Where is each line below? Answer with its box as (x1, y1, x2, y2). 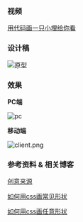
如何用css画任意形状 (7, 207, 67, 216)
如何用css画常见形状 (7, 192, 67, 201)
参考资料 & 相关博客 (7, 160, 74, 170)
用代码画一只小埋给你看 (7, 23, 76, 33)
